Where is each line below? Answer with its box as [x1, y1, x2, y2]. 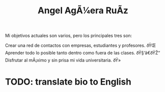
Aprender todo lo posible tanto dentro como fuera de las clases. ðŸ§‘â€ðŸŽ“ [5, 50, 161, 56]
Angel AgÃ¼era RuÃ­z [38, 5, 128, 16]
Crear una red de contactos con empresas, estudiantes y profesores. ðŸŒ [5, 42, 156, 49]
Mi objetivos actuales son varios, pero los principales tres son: [5, 32, 132, 39]
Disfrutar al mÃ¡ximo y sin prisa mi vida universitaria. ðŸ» [5, 57, 121, 63]
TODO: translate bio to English [5, 76, 132, 88]
